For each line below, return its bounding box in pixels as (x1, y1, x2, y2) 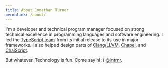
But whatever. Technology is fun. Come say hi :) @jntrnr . (5, 57, 123, 63)
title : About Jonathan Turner (5, 7, 69, 13)
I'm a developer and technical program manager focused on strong (5, 26, 145, 32)
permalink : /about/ (5, 12, 46, 17)
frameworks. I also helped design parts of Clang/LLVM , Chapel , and (5, 42, 146, 48)
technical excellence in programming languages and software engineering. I (5, 31, 163, 37)
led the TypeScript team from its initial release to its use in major (5, 36, 139, 43)
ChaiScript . (5, 47, 29, 53)
